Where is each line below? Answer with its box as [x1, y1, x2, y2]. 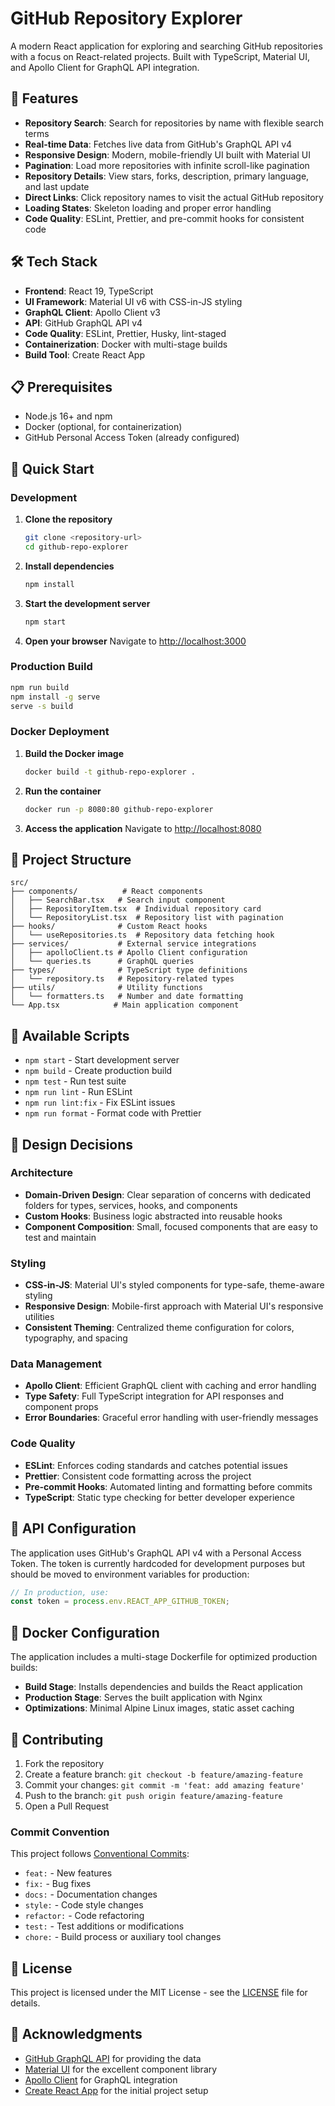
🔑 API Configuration [10, 1520, 137, 1537]
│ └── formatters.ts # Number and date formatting [10, 992, 244, 1002]
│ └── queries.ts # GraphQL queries [10, 957, 195, 967]
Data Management [10, 1357, 103, 1371]
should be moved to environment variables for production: [10, 1568, 250, 1580]
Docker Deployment [10, 725, 110, 739]
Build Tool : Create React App [24, 348, 145, 361]
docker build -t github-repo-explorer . [24, 767, 196, 777]
